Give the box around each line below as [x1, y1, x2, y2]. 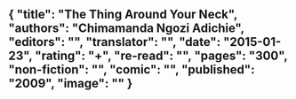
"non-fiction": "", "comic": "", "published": [8, 62, 255, 78]
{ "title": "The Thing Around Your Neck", [8, 7, 237, 22]
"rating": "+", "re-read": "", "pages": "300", [34, 49, 288, 64]
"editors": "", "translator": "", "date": [8, 34, 221, 49]
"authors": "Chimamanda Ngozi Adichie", [8, 21, 245, 36]
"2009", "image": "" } [8, 76, 133, 91]
